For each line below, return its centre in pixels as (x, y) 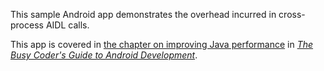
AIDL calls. (67, 25)
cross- (292, 14)
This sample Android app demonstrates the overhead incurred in (143, 14)
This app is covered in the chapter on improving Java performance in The (162, 44)
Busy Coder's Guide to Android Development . (104, 55)
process (27, 25)
